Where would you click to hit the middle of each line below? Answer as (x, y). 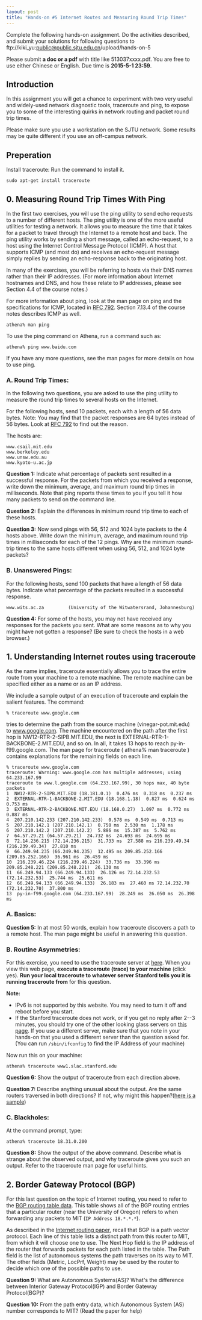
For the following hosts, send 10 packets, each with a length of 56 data (94, 411)
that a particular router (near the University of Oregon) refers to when (92, 1212)
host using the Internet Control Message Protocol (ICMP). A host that (92, 245)
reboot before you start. (44, 1011)
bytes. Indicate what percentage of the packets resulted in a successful (95, 590)
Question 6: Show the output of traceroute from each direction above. (93, 1077)
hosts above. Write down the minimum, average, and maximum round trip (97, 536)
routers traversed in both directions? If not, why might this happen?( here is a (101, 1095)
